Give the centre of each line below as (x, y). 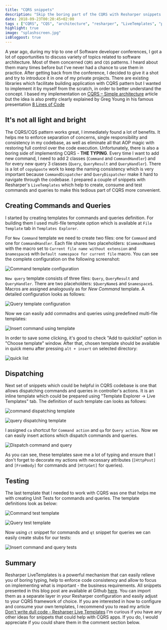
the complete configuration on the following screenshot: (63, 259)
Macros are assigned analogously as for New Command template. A (75, 289)
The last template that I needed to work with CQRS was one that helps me (81, 493)
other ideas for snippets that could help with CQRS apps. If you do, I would (82, 617)
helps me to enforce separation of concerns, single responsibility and (76, 137)
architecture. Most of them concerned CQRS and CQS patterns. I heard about (82, 62)
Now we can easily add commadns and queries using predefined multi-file (82, 313)
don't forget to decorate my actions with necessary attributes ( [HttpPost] (81, 460)
